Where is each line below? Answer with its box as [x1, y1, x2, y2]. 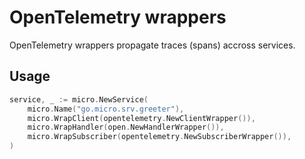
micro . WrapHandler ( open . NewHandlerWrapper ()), [27, 122, 225, 133]
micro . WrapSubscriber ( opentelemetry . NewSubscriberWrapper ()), [27, 132, 292, 142]
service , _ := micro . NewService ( [9, 94, 149, 105]
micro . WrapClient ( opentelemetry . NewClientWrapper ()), [27, 113, 256, 123]
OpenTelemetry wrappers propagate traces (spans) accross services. [9, 39, 296, 51]
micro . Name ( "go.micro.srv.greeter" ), [27, 104, 185, 114]
